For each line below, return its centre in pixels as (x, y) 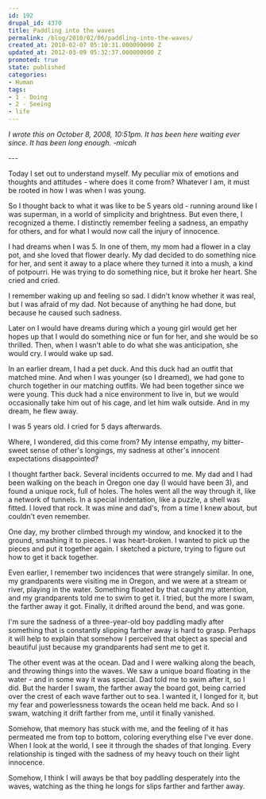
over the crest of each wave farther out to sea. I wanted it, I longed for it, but (133, 696)
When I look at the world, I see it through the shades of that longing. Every (130, 745)
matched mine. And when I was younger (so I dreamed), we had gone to (126, 377)
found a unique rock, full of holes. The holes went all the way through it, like (132, 491)
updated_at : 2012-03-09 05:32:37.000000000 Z (85, 52)
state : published (37, 68)
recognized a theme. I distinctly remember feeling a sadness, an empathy (128, 223)
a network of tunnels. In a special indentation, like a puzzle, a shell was (124, 499)
